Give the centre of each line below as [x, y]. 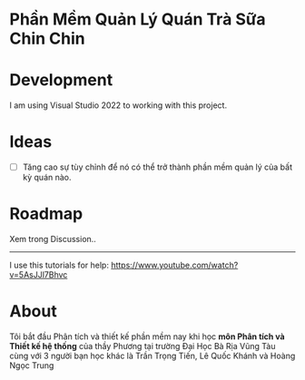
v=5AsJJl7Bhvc [39, 275]
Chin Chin [47, 39]
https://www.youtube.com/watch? [174, 265]
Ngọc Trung [32, 365]
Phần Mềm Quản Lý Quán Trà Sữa [138, 19]
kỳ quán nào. [47, 178]
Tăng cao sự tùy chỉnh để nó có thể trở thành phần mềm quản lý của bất [157, 167]
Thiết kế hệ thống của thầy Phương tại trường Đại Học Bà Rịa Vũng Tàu [143, 346]
